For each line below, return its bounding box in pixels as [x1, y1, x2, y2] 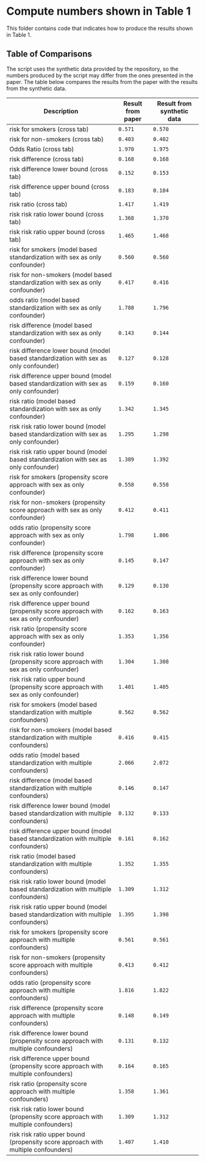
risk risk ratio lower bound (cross [9, 210, 104, 218]
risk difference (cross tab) [9, 154, 84, 163]
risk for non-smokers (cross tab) [9, 135, 104, 143]
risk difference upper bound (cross [9, 182, 110, 191]
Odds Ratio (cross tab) [9, 145, 74, 153]
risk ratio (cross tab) [9, 200, 68, 208]
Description [43, 107, 79, 115]
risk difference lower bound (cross [9, 164, 109, 173]
